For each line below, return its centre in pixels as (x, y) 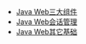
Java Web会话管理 (47, 22)
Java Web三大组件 (47, 12)
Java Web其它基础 (47, 32)
